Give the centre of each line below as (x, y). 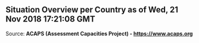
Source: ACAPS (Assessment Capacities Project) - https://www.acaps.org (99, 33)
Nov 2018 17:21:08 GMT (51, 19)
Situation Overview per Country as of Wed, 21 (92, 10)
